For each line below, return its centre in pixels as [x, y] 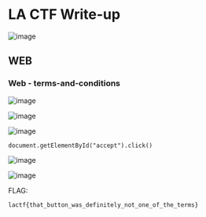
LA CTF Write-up [64, 15]
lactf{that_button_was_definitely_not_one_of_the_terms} [103, 205]
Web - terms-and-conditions [64, 83]
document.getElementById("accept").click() [81, 145]
